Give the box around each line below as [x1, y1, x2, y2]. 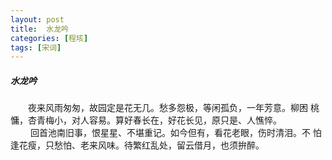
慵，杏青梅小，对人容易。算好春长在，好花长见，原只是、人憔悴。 [10, 114, 278, 126]
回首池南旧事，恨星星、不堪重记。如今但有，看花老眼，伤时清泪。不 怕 [29, 127, 322, 139]
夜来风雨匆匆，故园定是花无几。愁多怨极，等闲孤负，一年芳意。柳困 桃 [27, 102, 320, 114]
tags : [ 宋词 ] [10, 42, 62, 53]
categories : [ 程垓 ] [10, 33, 89, 43]
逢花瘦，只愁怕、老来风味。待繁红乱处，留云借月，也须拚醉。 [10, 139, 260, 151]
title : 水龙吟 [10, 24, 69, 34]
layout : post [10, 14, 65, 25]
